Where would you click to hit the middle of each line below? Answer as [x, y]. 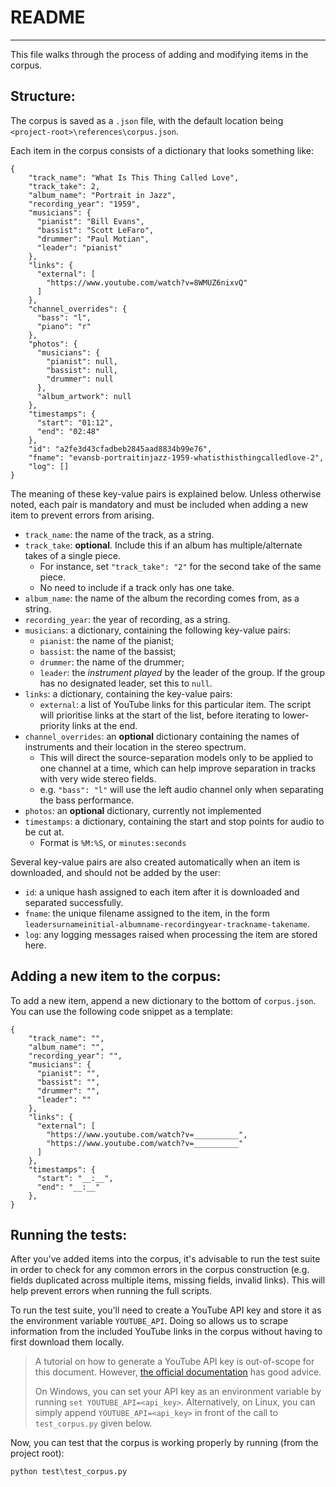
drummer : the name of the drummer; [112, 662]
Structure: [43, 96]
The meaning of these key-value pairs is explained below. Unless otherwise [166, 493]
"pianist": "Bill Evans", [90, 221]
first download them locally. [67, 1342]
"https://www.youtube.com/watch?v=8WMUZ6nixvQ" [147, 282]
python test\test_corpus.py [69, 1472]
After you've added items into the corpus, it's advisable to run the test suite [165, 1259]
